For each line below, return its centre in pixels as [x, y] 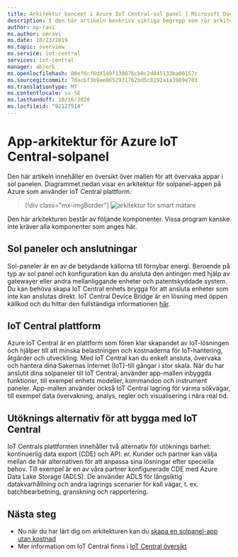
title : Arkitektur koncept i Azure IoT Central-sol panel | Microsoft [114, 14]
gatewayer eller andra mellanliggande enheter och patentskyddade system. [118, 281]
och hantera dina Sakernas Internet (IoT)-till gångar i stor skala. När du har [116, 366]
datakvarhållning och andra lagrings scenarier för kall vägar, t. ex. [103, 485]
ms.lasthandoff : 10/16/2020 [49, 100]
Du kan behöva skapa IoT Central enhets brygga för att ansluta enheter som [118, 288]
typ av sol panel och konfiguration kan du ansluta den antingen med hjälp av [119, 274]
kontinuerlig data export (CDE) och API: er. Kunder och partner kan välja [112, 454]
